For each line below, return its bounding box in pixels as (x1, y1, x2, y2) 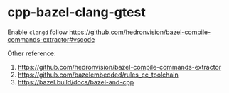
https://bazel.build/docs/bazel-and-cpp (17, 77, 134, 86)
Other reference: (7, 49, 56, 58)
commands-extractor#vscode (7, 35, 95, 43)
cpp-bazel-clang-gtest (7, 4, 146, 21)
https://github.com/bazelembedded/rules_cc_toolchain (17, 70, 179, 79)
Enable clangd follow (7, 28, 68, 36)
